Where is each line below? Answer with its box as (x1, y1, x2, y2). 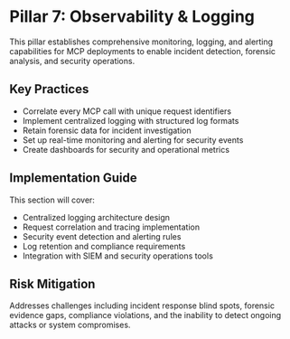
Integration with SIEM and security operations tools (22, 250, 214, 261)
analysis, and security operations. (9, 55, 136, 66)
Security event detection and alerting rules (22, 231, 182, 241)
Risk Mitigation (9, 276, 96, 291)
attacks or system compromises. (9, 319, 131, 331)
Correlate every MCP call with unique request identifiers (22, 106, 232, 117)
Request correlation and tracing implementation (22, 221, 201, 232)
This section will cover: (9, 194, 95, 205)
